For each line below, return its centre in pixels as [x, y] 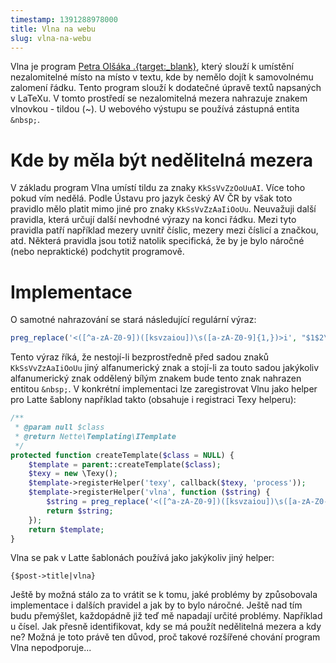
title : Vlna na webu [53, 29]
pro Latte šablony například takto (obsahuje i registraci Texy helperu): [153, 400]
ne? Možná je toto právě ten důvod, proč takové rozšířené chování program [165, 637]
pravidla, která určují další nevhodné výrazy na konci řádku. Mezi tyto [153, 220]
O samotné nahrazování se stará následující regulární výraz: [133, 320]
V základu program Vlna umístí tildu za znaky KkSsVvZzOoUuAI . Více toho [158, 188]
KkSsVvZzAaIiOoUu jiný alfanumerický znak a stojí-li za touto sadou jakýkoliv [165, 368]
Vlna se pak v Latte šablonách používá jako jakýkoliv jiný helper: [142, 558]
